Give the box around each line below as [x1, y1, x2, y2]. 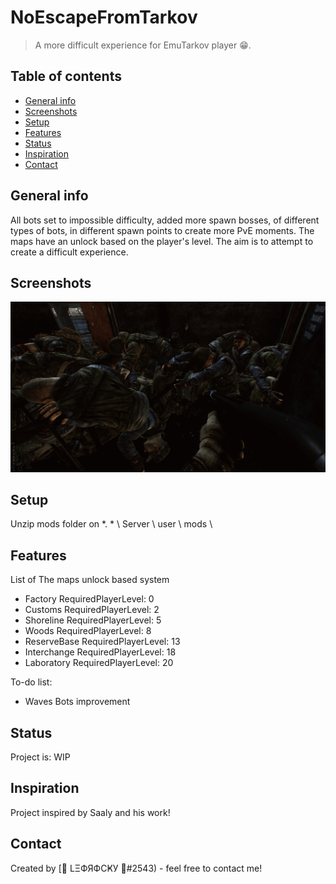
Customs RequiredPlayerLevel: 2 [24, 604, 160, 616]
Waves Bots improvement [24, 696, 131, 708]
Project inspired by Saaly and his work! [10, 806, 171, 818]
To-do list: [10, 676, 53, 688]
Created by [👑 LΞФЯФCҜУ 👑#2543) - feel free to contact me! [10, 862, 263, 874]
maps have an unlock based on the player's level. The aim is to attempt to [10, 235, 314, 247]
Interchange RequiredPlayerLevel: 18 [24, 646, 177, 658]
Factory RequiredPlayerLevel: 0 [24, 593, 155, 605]
